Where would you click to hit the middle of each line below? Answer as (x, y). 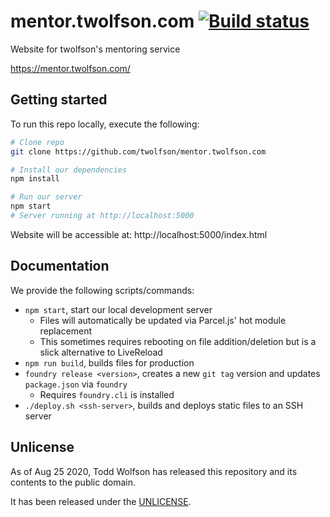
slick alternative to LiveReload (101, 352)
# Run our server (46, 197)
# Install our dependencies (69, 170)
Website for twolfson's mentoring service (95, 49)
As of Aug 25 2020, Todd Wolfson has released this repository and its (154, 471)
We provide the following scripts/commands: (102, 290)
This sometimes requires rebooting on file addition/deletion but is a (178, 341)
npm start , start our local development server (118, 309)
